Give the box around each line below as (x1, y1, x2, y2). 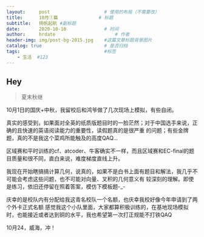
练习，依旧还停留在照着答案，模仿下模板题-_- (11, 183, 126, 190)
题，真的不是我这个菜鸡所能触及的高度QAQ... (6, 134, 118, 142)
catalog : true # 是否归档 (6, 43, 128, 49)
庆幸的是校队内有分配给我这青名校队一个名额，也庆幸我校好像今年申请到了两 (6, 196, 198, 204)
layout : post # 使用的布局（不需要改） (6, 9, 160, 15)
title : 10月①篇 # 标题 (6, 15, 114, 21)
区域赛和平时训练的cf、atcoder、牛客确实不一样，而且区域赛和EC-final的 (6, 147, 189, 155)
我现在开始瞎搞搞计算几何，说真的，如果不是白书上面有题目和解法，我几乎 (6, 168, 192, 175)
